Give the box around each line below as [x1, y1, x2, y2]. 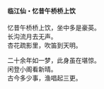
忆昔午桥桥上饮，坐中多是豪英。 [7, 23, 100, 32]
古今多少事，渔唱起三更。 [7, 74, 82, 83]
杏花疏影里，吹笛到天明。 [7, 41, 82, 49]
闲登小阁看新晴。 [7, 65, 57, 73]
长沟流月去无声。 [7, 32, 57, 41]
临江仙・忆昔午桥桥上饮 [7, 6, 76, 15]
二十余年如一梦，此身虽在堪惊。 [7, 57, 100, 65]
